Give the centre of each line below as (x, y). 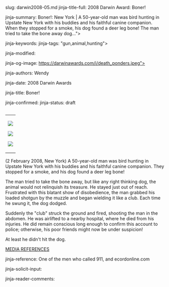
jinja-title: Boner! (23, 93)
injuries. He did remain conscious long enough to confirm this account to (81, 224)
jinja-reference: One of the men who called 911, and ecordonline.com (78, 259)
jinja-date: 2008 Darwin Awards (38, 83)
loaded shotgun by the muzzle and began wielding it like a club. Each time (83, 198)
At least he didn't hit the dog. (36, 239)
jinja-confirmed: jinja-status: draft (40, 102)
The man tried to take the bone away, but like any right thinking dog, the (81, 181)
